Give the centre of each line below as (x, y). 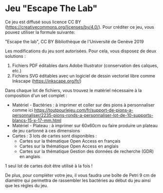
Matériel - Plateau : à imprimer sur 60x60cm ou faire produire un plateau (85, 125)
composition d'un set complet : (36, 96)
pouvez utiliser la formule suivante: (40, 32)
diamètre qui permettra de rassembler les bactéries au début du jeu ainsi (78, 180)
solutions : (15, 56)
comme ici (22, 110)
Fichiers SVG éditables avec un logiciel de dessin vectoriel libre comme (84, 76)
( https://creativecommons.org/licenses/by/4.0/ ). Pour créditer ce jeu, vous (80, 27)
